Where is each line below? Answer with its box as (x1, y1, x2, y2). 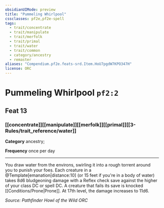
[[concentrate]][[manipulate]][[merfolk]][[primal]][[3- (5, 121, 136, 128)
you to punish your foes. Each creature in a (5, 167, 92, 173)
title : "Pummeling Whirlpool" (5, 12, 67, 17)
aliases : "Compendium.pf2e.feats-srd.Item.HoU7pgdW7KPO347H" (5, 62, 132, 66)
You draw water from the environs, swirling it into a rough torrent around (5, 162, 151, 167)
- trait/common (9, 48, 41, 53)
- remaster (9, 57, 32, 62)
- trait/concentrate (9, 25, 51, 30)
